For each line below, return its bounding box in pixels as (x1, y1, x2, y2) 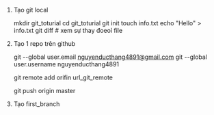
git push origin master (13, 87, 76, 94)
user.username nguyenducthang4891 (13, 60, 120, 68)
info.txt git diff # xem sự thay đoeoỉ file (13, 27, 123, 34)
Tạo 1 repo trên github (13, 40, 76, 47)
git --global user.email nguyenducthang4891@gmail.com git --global (13, 53, 207, 61)
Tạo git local (13, 6, 49, 14)
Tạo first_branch (13, 100, 60, 108)
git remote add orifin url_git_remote (13, 73, 113, 81)
